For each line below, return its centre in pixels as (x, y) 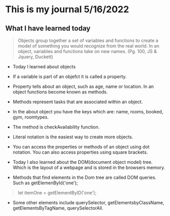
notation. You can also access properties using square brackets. (80, 152)
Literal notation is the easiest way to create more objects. (73, 137)
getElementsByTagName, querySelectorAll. (58, 208)
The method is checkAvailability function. (56, 127)
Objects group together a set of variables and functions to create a (88, 40)
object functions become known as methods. (60, 92)
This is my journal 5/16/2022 (67, 9)
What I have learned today (48, 28)
